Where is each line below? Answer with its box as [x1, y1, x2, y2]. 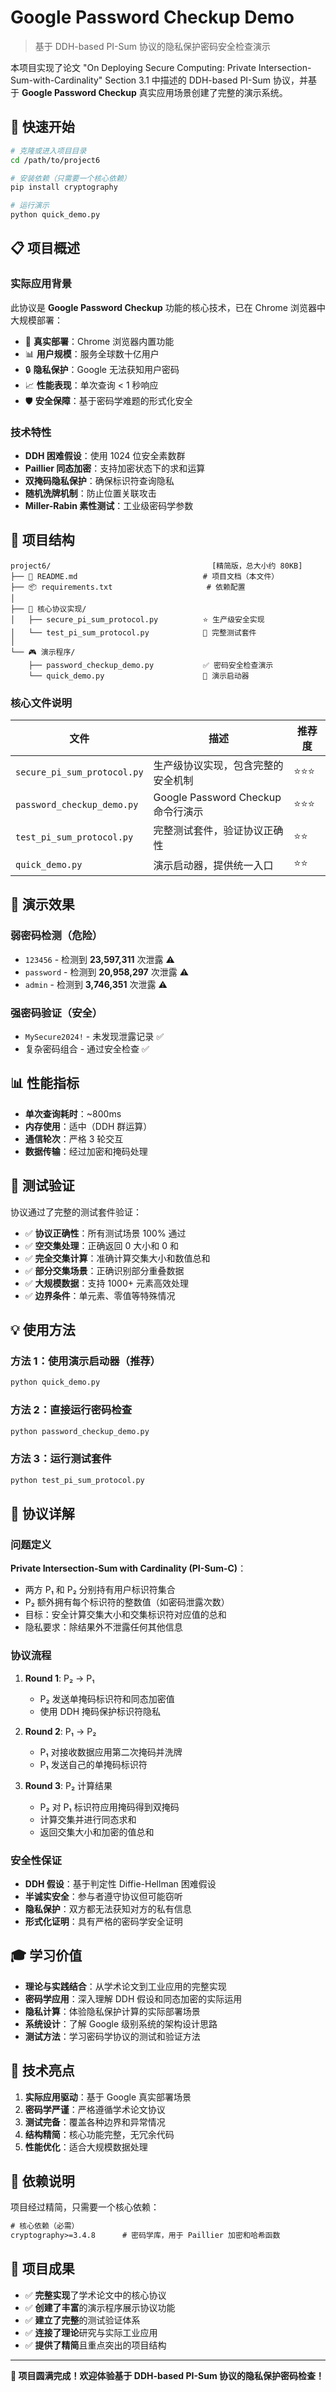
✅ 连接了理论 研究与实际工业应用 [24, 2326, 158, 2338]
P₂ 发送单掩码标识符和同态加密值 [39, 1692, 175, 1705]
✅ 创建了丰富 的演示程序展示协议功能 [24, 2301, 176, 2313]
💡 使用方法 [10, 1322, 76, 1339]
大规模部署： [10, 314, 63, 326]
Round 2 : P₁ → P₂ [24, 1725, 97, 1737]
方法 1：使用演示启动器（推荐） [10, 1354, 161, 1368]
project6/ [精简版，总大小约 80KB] [10, 561, 303, 571]
